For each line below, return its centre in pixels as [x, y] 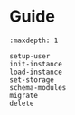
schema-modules [38, 87]
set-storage [32, 80]
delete [22, 103]
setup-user [30, 56]
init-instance [36, 64]
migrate [24, 95]
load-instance [36, 72]
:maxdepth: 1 [34, 40]
